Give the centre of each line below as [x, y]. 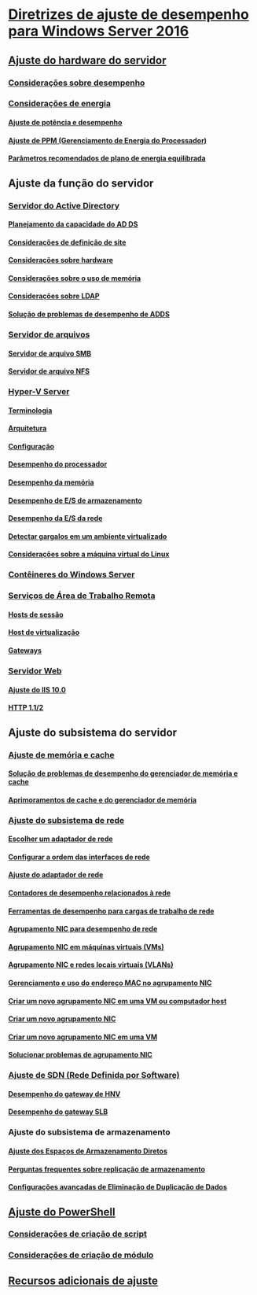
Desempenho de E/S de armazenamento [75, 500]
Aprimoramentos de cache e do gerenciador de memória [103, 799]
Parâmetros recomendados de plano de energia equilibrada [107, 158]
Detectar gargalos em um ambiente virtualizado [88, 536]
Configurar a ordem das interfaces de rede [79, 857]
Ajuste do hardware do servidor [87, 60]
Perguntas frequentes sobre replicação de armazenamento [107, 1169]
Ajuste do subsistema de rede [66, 820]
